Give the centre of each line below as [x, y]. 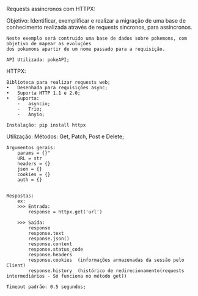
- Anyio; [31, 114]
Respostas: [20, 196]
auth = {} [30, 180]
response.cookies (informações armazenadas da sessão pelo [106, 260]
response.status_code [56, 250]
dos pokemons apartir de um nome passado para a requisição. [86, 49]
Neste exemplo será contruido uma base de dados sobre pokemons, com [97, 39]
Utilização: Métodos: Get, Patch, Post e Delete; [65, 136]
